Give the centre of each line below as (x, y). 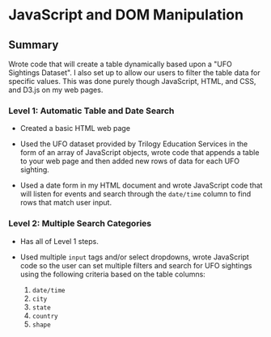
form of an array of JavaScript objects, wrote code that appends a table (140, 153)
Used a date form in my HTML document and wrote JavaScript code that (141, 185)
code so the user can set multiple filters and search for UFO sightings (136, 265)
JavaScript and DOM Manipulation (126, 15)
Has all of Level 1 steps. (59, 241)
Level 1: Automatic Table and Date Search (91, 111)
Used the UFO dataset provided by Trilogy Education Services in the (134, 144)
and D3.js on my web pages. (56, 90)
